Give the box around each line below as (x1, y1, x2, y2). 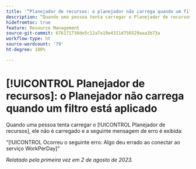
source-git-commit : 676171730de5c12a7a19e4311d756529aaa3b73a (6, 30, 160, 36)
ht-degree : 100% (6, 47, 45, 53)
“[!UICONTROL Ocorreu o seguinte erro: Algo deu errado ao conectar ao (6, 139, 181, 146)
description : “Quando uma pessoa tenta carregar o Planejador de (6, 14, 168, 20)
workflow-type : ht (6, 36, 51, 42)
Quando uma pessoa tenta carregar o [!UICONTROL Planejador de (6, 121, 166, 128)
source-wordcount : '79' (6, 42, 64, 47)
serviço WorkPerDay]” (6, 144, 60, 152)
